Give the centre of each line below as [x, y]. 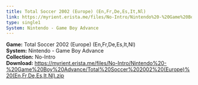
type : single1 [24, 22]
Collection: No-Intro [31, 57]
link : [13, 17]
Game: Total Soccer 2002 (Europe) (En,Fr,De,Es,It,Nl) [71, 45]
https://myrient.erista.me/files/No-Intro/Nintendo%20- [100, 63]
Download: [20, 63]
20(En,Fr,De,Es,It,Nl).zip [35, 76]
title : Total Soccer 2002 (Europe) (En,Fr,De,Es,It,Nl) [76, 11]
